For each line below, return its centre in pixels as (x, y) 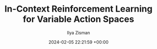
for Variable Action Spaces (78, 19)
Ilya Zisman (78, 33)
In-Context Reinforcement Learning (78, 9)
